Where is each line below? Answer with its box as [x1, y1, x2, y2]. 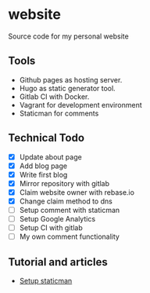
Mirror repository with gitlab [19, 178, 110, 188]
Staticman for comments [19, 108, 99, 118]
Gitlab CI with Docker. [19, 92, 90, 101]
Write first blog [19, 170, 68, 179]
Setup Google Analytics [19, 214, 96, 223]
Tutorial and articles [8, 255, 108, 269]
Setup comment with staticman [19, 205, 120, 214]
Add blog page [19, 161, 68, 170]
